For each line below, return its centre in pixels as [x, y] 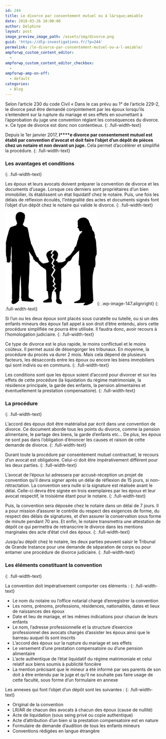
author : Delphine [23, 26]
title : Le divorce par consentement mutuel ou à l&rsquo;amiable [74, 16]
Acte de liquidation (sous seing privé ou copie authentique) [73, 715]
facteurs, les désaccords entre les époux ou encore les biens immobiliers [80, 360]
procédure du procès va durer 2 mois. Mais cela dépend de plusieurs [76, 355]
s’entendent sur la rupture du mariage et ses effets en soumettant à [74, 114]
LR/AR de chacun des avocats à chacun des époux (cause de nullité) [82, 710]
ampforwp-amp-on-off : [28, 74]
